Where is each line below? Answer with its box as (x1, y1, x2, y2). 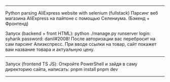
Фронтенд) (5, 21, 29, 27)
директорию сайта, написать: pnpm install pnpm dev (5, 66, 118, 72)
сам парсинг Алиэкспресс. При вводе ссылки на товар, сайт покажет (5, 41, 157, 47)
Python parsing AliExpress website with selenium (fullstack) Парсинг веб (5, 10, 158, 16)
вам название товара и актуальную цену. (5, 46, 95, 52)
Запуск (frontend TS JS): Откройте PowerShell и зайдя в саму (5, 61, 138, 67)
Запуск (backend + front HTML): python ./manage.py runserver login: (5, 31, 151, 36)
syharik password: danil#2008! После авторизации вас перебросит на (5, 36, 156, 42)
